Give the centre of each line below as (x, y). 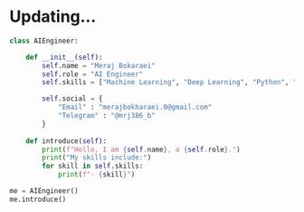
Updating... (53, 17)
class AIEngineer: (44, 41)
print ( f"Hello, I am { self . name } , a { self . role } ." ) (142, 149)
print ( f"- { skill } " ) (96, 175)
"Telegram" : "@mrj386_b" (106, 116)
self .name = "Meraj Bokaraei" (99, 65)
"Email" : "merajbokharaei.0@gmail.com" (135, 107)
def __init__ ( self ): (64, 57)
